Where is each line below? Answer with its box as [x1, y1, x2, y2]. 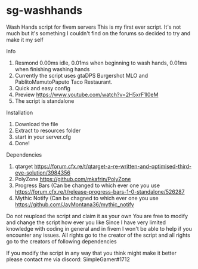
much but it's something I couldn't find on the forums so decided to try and [6, 29, 191, 36]
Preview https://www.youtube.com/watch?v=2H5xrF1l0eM [14, 91, 159, 98]
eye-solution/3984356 [14, 169, 70, 176]
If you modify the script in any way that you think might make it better [6, 249, 177, 256]
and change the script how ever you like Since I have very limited [6, 219, 166, 226]
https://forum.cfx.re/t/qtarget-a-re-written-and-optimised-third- [34, 163, 192, 170]
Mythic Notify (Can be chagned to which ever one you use [14, 194, 159, 201]
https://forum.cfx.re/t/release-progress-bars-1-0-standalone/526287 [14, 188, 185, 195]
